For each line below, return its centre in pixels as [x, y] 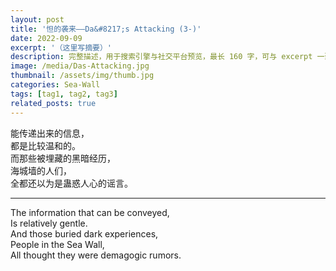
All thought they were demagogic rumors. [96, 255]
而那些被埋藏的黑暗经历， [63, 158]
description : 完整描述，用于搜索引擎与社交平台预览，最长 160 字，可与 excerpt [161, 57]
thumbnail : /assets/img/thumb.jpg [82, 76]
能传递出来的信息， [50, 133]
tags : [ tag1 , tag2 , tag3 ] [64, 94]
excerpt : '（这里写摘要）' [61, 47]
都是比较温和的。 [45, 145]
